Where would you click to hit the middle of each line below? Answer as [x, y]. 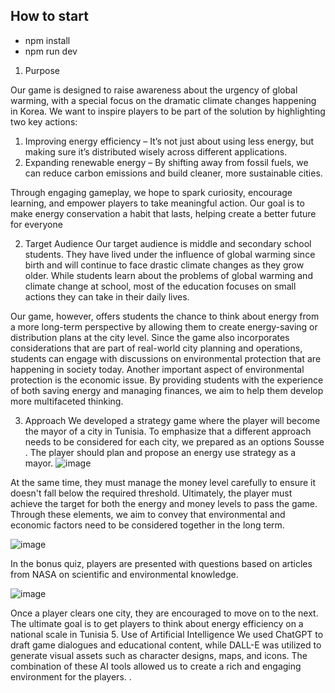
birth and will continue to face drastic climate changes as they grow [164, 265]
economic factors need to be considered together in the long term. [147, 525]
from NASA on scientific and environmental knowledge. [124, 574]
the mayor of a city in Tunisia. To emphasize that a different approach [168, 431]
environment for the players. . [71, 676]
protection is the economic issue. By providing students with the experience [167, 380]
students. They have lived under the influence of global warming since [170, 254]
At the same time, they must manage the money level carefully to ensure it [163, 482]
